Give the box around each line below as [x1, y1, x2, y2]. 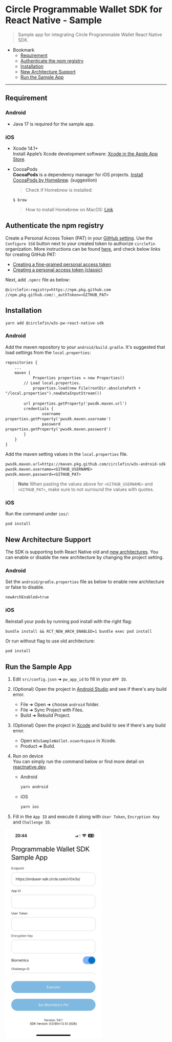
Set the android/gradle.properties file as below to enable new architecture [5, 578, 165, 585]
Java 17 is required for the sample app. [12, 121, 95, 127]
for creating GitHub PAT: [5, 251, 56, 257]
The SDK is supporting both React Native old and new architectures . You [5, 549, 159, 555]
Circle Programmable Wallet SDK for [5, 4, 163, 15]
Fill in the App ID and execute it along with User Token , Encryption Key [12, 813, 160, 819]
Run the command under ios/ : [5, 511, 70, 517]
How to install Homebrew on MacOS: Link [25, 206, 114, 212]
